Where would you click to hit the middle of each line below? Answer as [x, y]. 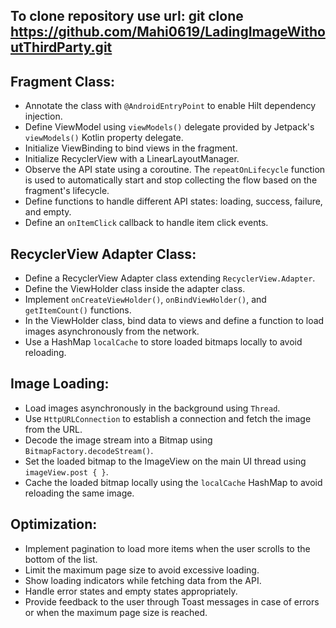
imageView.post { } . [66, 471]
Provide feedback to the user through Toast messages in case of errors [172, 601]
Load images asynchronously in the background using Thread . [152, 408]
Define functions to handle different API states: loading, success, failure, [173, 201]
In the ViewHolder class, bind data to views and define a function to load [174, 321]
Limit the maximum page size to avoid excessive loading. [142, 570]
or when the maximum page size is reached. [116, 612]
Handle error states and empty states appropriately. [131, 591]
